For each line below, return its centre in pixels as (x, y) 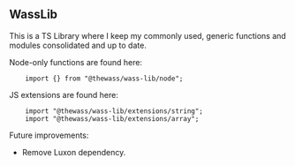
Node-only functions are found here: (76, 62)
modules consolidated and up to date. (78, 45)
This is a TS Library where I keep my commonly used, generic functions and (148, 35)
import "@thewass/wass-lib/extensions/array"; (112, 118)
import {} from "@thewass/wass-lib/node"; (104, 79)
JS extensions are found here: (64, 94)
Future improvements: (49, 135)
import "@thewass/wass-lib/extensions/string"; (114, 111)
